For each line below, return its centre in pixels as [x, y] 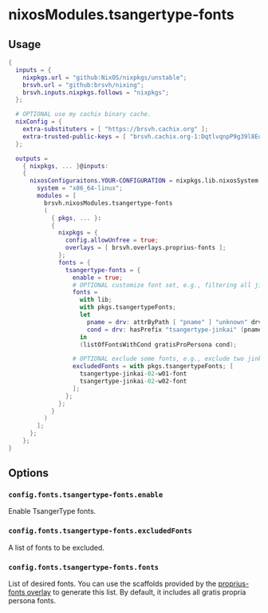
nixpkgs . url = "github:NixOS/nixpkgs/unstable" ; [105, 78]
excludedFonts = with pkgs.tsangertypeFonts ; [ [153, 367]
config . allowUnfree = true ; [112, 240]
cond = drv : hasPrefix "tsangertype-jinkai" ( [166, 330]
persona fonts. [32, 601]
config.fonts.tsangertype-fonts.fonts [84, 567]
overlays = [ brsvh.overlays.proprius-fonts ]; [146, 248]
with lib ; [96, 300]
